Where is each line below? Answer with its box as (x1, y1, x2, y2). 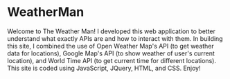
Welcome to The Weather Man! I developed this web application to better (7, 27, 216, 35)
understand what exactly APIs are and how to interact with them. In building (7, 34, 223, 42)
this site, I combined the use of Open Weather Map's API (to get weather (7, 42, 215, 50)
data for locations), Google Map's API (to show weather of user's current (7, 49, 215, 58)
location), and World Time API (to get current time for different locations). (7, 56, 217, 64)
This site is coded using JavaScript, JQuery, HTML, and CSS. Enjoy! (7, 64, 201, 72)
